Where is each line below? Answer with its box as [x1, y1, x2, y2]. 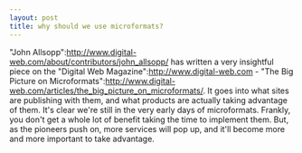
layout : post [9, 13, 59, 23]
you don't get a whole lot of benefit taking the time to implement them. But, [9, 114, 289, 125]
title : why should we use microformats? [9, 22, 165, 31]
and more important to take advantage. [9, 133, 156, 144]
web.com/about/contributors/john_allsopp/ [9, 56, 169, 67]
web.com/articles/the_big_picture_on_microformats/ [9, 85, 203, 96]
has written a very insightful [170, 56, 274, 67]
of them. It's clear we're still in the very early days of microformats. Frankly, [9, 104, 291, 115]
